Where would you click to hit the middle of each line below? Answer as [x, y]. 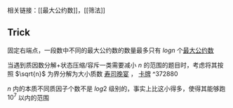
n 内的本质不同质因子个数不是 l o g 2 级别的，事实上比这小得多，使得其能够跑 [116, 88]
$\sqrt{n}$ [31, 74]
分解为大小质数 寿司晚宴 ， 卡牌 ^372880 [119, 74]
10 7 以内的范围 [28, 97]
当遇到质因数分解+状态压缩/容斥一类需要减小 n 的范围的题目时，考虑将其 [112, 65]
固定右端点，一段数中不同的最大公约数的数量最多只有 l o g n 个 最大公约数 [111, 50]
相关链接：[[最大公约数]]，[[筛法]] [56, 10]
